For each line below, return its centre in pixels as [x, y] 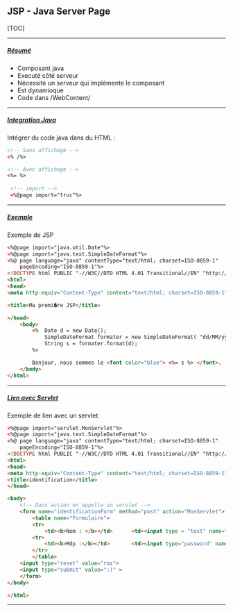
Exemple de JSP [31, 235]
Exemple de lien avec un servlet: [54, 415]
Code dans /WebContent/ [54, 97]
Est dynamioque [40, 90]
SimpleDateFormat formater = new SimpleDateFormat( [120, 337]
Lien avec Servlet [33, 398]
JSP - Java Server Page [59, 11]
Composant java [41, 68]
